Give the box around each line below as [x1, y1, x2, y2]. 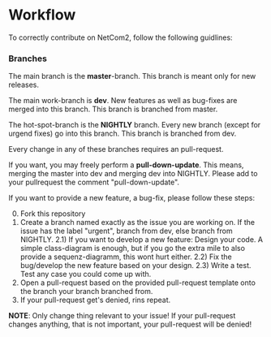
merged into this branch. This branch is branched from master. [8, 104, 218, 114]
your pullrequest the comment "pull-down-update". [8, 177, 180, 188]
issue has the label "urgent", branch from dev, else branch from [19, 226, 233, 236]
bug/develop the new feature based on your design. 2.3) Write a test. [19, 261, 252, 270]
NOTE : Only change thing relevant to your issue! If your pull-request [8, 311, 236, 321]
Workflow [8, 6, 76, 24]
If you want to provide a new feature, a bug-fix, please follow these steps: [8, 193, 256, 203]
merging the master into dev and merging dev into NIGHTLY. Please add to [8, 169, 258, 179]
